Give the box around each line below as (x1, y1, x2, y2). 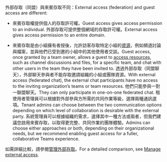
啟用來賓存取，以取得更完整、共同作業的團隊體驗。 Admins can (21, 120, 151, 126)
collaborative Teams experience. (12, 136, 80, 142)
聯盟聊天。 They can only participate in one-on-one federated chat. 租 (16, 89, 161, 95)
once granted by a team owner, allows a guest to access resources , (12, 54, 152, 60)
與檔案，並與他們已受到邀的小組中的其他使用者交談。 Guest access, (12, 49, 151, 54)
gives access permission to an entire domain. (12, 32, 106, 38)
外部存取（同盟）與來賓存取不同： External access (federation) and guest (5, 4, 155, 10)
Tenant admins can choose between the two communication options (21, 102, 162, 108)
